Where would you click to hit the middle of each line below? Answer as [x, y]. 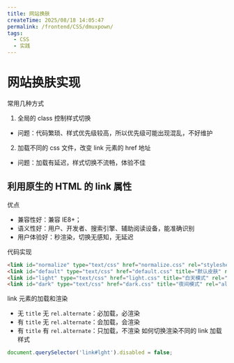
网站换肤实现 [44, 83]
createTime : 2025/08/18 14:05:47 [56, 20]
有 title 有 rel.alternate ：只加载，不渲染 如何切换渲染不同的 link [113, 331]
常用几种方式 [25, 103]
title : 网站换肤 [29, 14]
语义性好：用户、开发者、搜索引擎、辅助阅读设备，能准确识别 [106, 228]
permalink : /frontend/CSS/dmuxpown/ [60, 26]
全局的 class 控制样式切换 [54, 118]
